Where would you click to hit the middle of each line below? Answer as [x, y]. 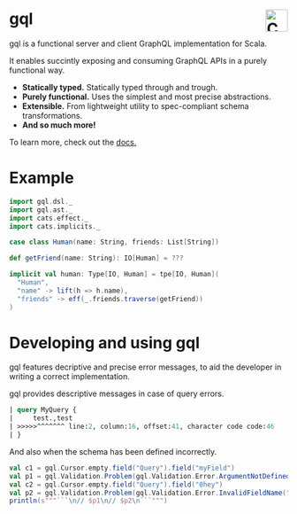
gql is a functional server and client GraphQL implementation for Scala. [138, 43]
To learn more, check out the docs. [73, 142]
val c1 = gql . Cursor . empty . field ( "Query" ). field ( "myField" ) [122, 468]
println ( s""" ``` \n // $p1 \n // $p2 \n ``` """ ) [88, 501]
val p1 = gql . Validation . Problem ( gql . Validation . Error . [114, 476]
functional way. [37, 70]
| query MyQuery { [43, 410]
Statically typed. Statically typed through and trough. [120, 87]
